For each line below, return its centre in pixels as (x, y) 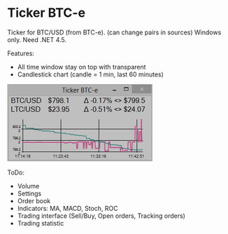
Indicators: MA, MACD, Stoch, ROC (68, 208)
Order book (34, 200)
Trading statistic (41, 223)
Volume (28, 186)
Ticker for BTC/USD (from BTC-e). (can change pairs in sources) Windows (114, 32)
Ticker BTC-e (47, 13)
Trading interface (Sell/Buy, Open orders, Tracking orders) (101, 216)
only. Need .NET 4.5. (37, 39)
